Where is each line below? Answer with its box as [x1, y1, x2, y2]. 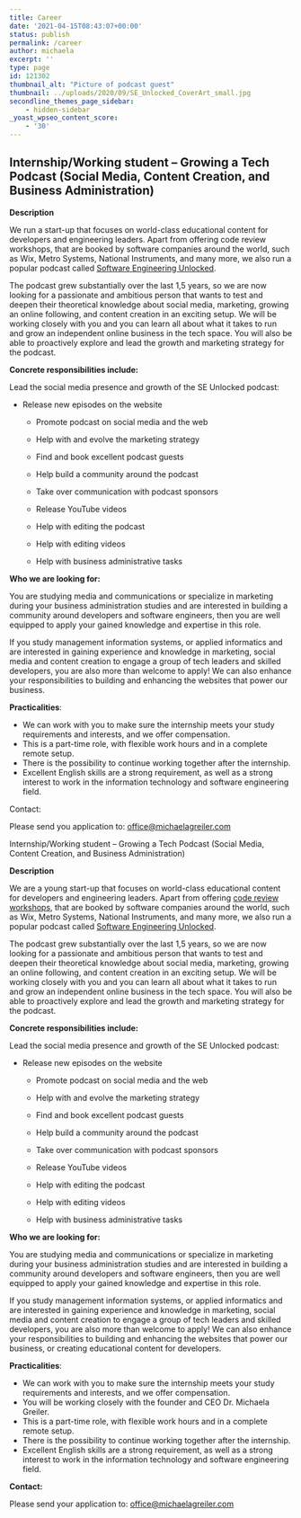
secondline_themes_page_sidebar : [9, 96, 135, 106]
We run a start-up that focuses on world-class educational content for [9, 224, 269, 235]
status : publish [9, 30, 70, 39]
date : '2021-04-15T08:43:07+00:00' [9, 22, 143, 31]
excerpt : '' [9, 55, 54, 64]
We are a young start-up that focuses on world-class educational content [9, 883, 281, 893]
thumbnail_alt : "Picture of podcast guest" [9, 80, 175, 89]
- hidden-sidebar [25, 105, 91, 114]
